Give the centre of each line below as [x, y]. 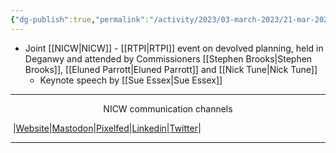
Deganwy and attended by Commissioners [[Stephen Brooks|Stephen [168, 58]
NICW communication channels [168, 108]
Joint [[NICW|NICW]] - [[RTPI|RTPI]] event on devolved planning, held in [174, 48]
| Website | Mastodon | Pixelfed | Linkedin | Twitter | [107, 128]
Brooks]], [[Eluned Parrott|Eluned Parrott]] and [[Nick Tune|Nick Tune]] [171, 69]
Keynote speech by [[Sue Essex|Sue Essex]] [131, 80]
